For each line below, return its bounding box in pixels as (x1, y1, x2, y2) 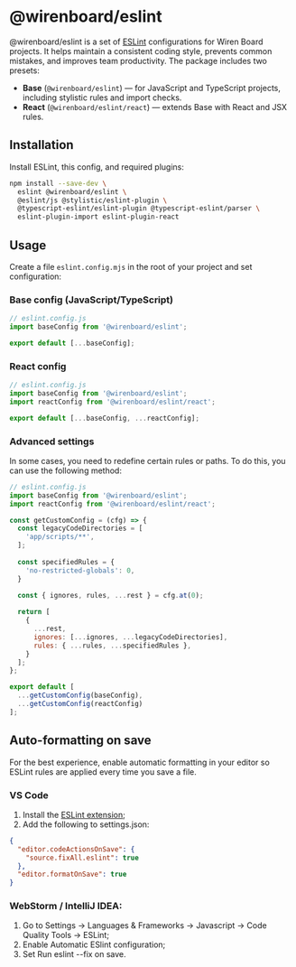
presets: (9, 65, 41, 76)
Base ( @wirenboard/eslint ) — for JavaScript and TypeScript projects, (22, 82, 282, 93)
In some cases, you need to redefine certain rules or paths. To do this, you (9, 455, 286, 466)
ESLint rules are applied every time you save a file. (9, 766, 197, 777)
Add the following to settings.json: (22, 819, 150, 830)
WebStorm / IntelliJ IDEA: (9, 900, 123, 913)
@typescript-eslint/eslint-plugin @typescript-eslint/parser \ (17, 204, 260, 213)
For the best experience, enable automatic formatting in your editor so (9, 757, 271, 767)
